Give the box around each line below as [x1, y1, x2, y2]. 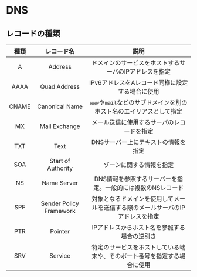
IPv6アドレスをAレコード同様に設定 [89, 79, 188, 86]
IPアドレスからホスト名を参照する [91, 223, 186, 231]
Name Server [42, 179, 79, 187]
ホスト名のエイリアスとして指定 [94, 107, 183, 115]
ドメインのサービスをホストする [91, 59, 180, 66]
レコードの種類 [6, 28, 60, 38]
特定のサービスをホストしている [91, 243, 180, 251]
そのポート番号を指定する [109, 252, 180, 260]
